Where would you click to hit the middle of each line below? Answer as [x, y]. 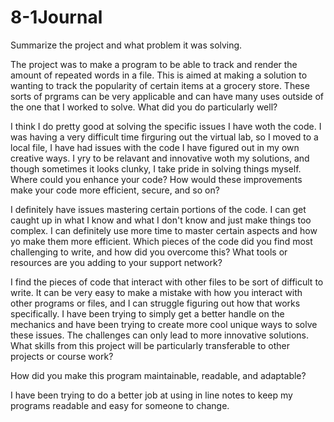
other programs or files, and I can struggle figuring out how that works [155, 303]
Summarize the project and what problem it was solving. [126, 45]
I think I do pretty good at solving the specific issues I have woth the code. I [166, 126]
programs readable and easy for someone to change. [120, 405]
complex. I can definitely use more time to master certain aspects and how [164, 230]
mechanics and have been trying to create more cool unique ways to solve [164, 324]
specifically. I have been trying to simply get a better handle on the [147, 313]
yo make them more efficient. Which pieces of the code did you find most [161, 241]
